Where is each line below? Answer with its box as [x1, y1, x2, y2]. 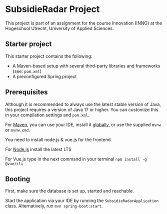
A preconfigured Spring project [12, 73, 77, 79]
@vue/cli [5, 161, 23, 166]
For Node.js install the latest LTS [5, 146, 71, 152]
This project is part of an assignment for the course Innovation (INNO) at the [5, 20, 162, 26]
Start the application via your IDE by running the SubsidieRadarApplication [5, 197, 159, 203]
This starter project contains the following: [5, 53, 92, 59]
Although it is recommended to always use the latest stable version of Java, [5, 101, 161, 107]
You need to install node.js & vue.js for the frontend [5, 136, 111, 142]
